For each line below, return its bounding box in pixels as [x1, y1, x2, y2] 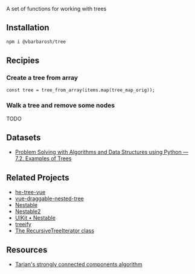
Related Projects [6, 172, 69, 183]
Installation [6, 22, 50, 33]
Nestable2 [14, 208, 41, 215]
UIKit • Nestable [14, 214, 56, 221]
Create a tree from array [6, 74, 78, 82]
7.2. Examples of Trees [14, 155, 72, 162]
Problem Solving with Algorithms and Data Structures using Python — [14, 148, 189, 156]
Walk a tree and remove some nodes [6, 101, 115, 109]
